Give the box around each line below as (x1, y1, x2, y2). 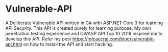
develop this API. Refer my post (5, 36, 71, 42)
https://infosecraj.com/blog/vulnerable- (72, 36, 156, 42)
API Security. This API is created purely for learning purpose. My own (5, 25, 152, 31)
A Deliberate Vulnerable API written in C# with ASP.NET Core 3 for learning (5, 20, 163, 26)
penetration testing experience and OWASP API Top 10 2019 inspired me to (5, 30, 163, 36)
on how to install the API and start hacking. (23, 41, 113, 47)
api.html (5, 41, 22, 47)
